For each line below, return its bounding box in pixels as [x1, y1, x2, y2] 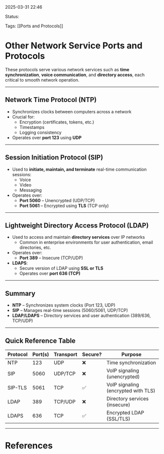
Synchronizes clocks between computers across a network [12, 108, 132, 114]
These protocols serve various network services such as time [5, 66, 129, 72]
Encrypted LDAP [106, 410, 144, 416]
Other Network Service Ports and [5, 40, 143, 51]
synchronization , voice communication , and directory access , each [5, 72, 145, 78]
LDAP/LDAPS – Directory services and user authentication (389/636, [12, 312, 151, 319]
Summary [5, 289, 36, 297]
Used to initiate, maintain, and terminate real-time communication [12, 166, 147, 172]
